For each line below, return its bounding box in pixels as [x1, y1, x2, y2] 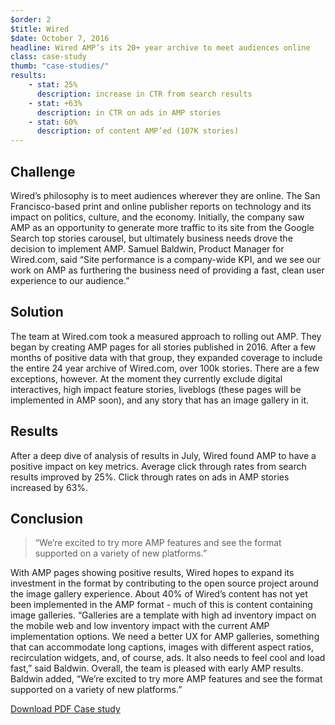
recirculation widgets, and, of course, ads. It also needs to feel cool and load [10, 652, 326, 664]
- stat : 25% [28, 80, 78, 90]
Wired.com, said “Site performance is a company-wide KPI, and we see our [10, 253, 321, 265]
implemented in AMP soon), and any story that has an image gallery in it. [10, 394, 310, 406]
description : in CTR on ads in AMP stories [36, 107, 222, 118]
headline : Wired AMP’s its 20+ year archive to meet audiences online [10, 42, 311, 53]
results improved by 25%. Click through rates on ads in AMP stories [10, 471, 290, 483]
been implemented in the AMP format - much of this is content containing [10, 599, 313, 611]
